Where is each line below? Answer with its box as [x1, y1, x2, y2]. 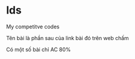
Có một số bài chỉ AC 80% [6, 45, 71, 53]
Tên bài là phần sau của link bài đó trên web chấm [6, 34, 129, 41]
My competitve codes [6, 23, 59, 30]
